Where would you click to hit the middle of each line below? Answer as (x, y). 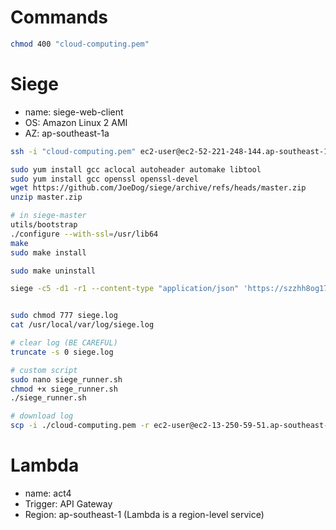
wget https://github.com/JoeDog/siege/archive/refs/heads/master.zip (158, 188)
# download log (42, 416)
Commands (59, 17)
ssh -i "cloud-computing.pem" (73, 151)
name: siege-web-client (74, 112)
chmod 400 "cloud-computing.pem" (80, 44)
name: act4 (48, 493)
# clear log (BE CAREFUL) (64, 343)
